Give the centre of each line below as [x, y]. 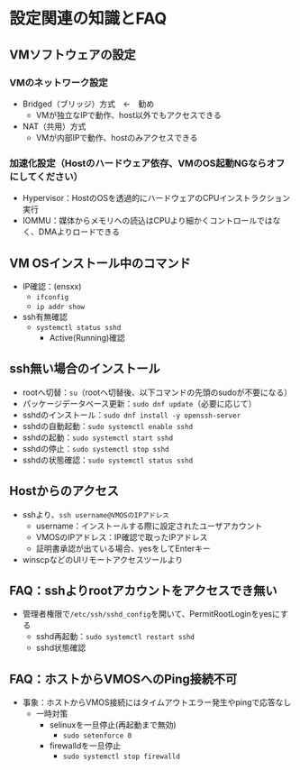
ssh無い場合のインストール [85, 369]
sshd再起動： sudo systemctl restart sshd [115, 637]
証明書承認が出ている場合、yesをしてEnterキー [123, 548]
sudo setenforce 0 [97, 736]
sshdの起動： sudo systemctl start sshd [98, 437]
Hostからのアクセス [64, 491]
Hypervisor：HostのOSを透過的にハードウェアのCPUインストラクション [156, 198]
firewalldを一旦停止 [85, 746]
